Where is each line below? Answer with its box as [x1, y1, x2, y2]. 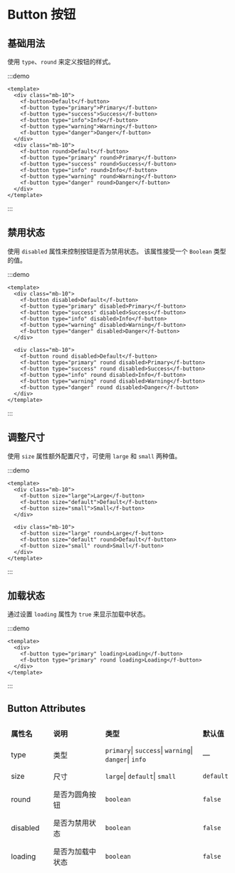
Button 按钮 [7, 6, 76, 23]
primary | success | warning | [105, 745, 194, 755]
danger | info [105, 755, 147, 764]
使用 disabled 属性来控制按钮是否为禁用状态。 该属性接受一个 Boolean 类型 [7, 247, 226, 256]
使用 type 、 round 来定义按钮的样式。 [7, 58, 115, 66]
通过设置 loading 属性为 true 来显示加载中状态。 [7, 610, 150, 618]
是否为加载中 [53, 847, 96, 857]
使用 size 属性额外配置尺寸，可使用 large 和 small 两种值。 [7, 451, 182, 460]
